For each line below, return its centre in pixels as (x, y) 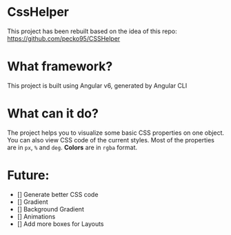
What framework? (60, 67)
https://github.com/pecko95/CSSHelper (64, 38)
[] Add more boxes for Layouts (61, 224)
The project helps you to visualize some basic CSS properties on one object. (116, 133)
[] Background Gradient (50, 209)
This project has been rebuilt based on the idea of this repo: (92, 31)
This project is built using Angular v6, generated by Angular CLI (97, 85)
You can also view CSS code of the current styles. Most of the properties (111, 140)
